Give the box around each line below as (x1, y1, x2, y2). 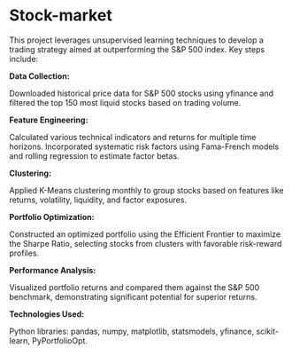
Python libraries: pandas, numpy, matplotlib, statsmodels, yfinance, (9, 326, 255, 336)
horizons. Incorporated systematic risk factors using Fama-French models (9, 141, 280, 152)
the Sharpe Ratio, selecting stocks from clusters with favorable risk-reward (9, 238, 282, 248)
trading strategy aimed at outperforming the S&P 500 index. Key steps (9, 43, 265, 54)
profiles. (9, 248, 40, 258)
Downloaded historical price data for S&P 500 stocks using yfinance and (9, 88, 274, 99)
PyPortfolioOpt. (32, 335, 88, 346)
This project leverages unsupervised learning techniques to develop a (9, 35, 264, 45)
